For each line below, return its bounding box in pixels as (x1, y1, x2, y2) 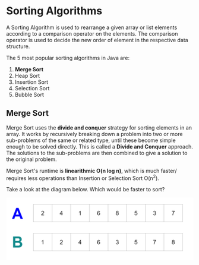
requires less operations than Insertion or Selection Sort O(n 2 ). (6, 173, 159, 182)
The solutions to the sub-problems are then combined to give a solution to (6, 149, 188, 156)
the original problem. (6, 156, 58, 163)
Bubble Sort (14, 91, 45, 98)
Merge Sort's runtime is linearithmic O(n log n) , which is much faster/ (6, 167, 177, 174)
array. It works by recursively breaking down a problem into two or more (6, 130, 183, 137)
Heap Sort (14, 72, 40, 79)
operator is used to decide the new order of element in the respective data (6, 36, 188, 43)
